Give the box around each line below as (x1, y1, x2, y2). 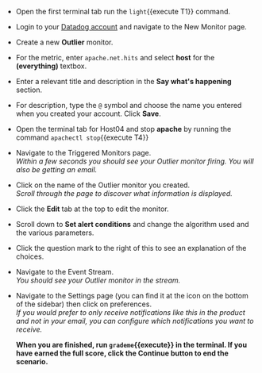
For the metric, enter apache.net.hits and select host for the (15, 53, 215, 62)
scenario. (15, 357, 48, 366)
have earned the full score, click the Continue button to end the (15, 348, 229, 358)
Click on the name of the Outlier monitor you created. (15, 180, 191, 190)
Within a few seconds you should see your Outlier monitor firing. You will (15, 156, 254, 166)
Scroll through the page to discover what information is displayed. (15, 189, 233, 198)
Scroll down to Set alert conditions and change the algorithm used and (15, 220, 249, 229)
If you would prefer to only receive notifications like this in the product (15, 308, 246, 317)
